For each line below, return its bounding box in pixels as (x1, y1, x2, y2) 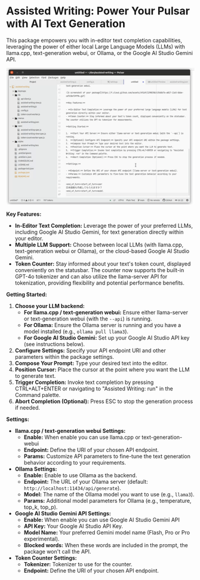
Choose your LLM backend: (14, 303, 85, 310)
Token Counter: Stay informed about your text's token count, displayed (14, 260, 191, 267)
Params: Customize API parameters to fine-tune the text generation (23, 453, 191, 460)
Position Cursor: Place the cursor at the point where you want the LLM (14, 366, 190, 373)
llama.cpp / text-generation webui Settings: (14, 428, 126, 435)
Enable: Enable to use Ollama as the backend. (23, 472, 137, 479)
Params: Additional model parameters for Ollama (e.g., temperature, (23, 497, 192, 505)
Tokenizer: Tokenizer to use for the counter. (23, 561, 133, 568)
